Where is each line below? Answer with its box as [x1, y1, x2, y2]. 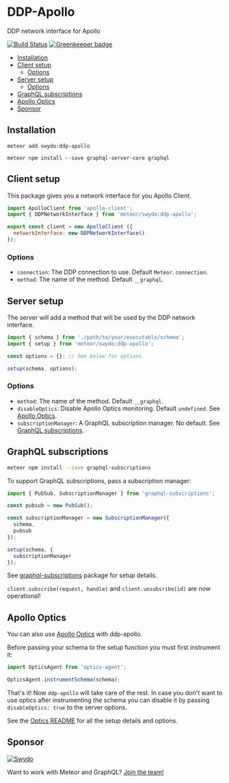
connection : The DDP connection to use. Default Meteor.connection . [16, 268, 208, 277]
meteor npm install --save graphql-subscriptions [7, 464, 152, 471]
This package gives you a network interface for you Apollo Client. [7, 191, 191, 200]
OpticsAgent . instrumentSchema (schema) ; [7, 677, 121, 683]
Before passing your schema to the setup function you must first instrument [7, 643, 221, 652]
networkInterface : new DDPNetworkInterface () [13, 230, 146, 237]
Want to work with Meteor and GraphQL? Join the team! [7, 768, 164, 776]
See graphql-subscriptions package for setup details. [7, 571, 157, 580]
